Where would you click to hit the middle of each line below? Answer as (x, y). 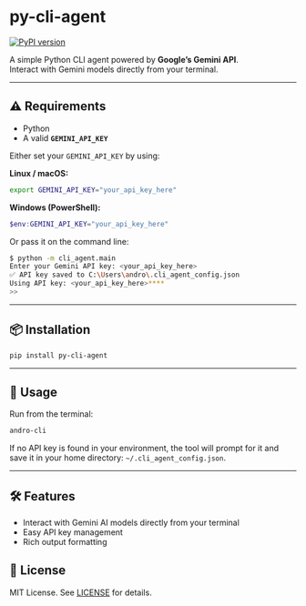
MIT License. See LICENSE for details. (81, 592)
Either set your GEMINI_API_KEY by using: (85, 156)
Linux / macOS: (39, 173)
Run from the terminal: (51, 414)
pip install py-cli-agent (58, 355)
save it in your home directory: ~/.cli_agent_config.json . (117, 458)
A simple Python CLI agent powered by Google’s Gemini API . (124, 59)
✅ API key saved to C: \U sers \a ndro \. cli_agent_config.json (124, 275)
